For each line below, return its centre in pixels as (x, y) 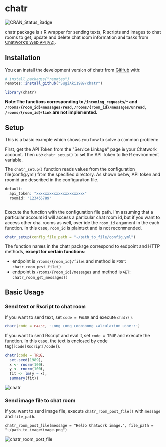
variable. (14, 160)
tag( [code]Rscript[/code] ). (33, 346)
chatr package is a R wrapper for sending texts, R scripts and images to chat (83, 32)
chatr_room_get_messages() (40, 277)
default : (14, 189)
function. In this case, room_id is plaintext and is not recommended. (74, 228)
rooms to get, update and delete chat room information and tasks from (77, 37)
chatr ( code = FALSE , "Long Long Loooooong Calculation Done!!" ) (73, 326)
